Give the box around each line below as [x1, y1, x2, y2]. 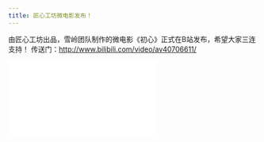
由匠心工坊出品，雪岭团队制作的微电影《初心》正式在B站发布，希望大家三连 [8, 34, 256, 44]
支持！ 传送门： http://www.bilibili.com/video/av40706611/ [8, 44, 197, 54]
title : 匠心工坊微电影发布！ [8, 11, 93, 20]
